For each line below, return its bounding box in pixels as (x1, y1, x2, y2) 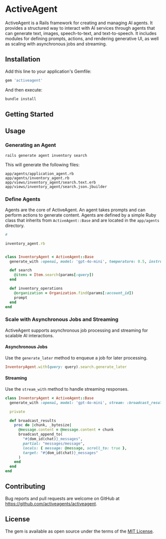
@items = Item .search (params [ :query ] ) (14, 272, 94, 277)
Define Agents (5, 195, 41, 202)
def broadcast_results (9, 418, 56, 423)
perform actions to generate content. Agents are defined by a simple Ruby (5, 212, 157, 218)
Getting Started (5, 110, 54, 118)
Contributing (5, 482, 45, 491)
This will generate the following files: (5, 162, 80, 168)
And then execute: (5, 87, 42, 92)
